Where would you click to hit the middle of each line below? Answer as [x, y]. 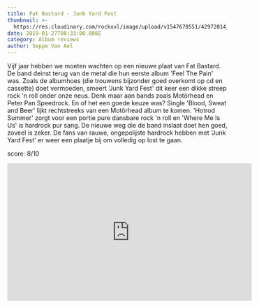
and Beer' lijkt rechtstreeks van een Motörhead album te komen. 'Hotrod [111, 110]
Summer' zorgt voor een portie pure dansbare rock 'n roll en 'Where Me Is [114, 118]
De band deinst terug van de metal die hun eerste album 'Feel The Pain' [110, 73]
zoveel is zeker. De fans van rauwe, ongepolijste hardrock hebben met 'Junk [117, 133]
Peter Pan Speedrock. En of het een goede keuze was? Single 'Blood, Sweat [117, 103]
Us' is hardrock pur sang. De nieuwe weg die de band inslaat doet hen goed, [117, 125]
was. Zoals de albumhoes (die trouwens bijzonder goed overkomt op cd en [115, 81]
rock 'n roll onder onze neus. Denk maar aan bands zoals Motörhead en [110, 96]
